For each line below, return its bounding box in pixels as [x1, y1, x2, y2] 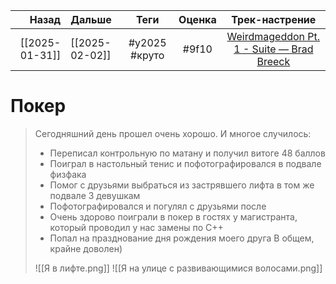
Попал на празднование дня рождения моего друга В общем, [49, 232, 315, 244]
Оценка [178, 13, 217, 26]
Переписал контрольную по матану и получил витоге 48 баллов [49, 147, 326, 159]
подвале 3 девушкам [49, 189, 141, 201]
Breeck [256, 55, 291, 68]
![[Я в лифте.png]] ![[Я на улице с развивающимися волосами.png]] [34, 262, 323, 274]
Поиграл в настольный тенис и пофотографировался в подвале [49, 157, 322, 169]
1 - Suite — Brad [233, 42, 314, 56]
